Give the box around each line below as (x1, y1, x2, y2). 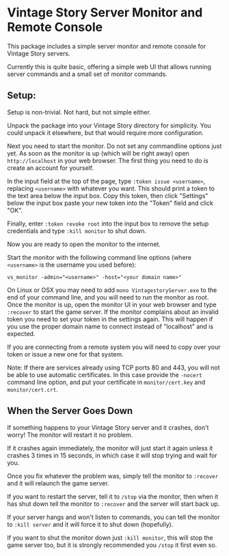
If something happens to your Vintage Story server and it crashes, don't (7, 423, 209, 431)
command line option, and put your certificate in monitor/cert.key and (7, 378, 206, 386)
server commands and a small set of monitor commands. (7, 70, 167, 78)
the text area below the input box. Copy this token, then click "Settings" (7, 191, 208, 200)
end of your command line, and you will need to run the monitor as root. (7, 293, 209, 301)
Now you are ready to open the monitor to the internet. (7, 240, 161, 248)
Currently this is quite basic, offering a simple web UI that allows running (7, 62, 212, 71)
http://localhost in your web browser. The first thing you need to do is (7, 156, 208, 165)
